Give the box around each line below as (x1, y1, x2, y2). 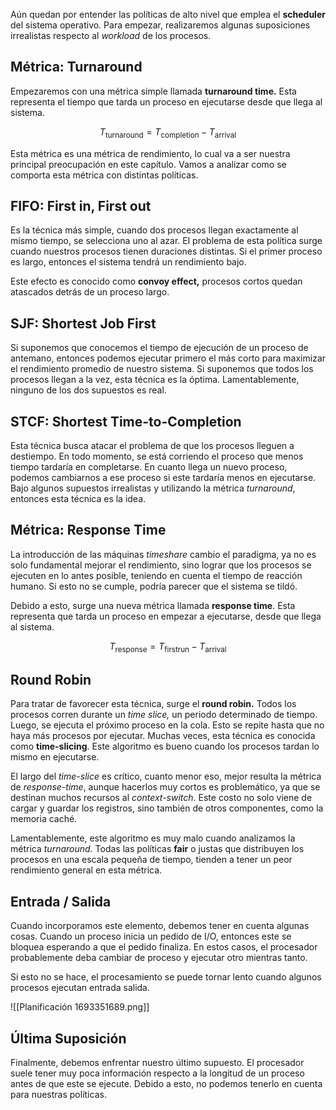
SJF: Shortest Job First (10, 315, 157, 332)
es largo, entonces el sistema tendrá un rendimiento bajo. (10, 256, 247, 268)
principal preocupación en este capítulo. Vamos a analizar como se (10, 158, 287, 170)
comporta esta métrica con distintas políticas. (10, 169, 199, 181)
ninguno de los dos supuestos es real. (10, 384, 167, 396)
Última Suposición (10, 1030, 127, 1047)
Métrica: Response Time (10, 522, 167, 539)
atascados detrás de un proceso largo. (10, 286, 170, 298)
